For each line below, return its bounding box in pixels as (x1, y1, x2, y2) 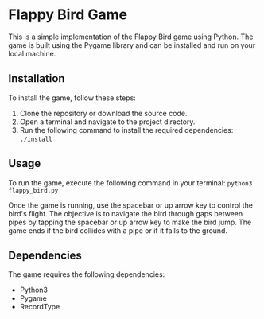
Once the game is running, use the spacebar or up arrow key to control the (8, 200, 253, 210)
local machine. (8, 49, 56, 58)
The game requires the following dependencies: (8, 270, 165, 279)
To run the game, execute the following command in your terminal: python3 (8, 177, 253, 188)
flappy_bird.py (8, 186, 59, 194)
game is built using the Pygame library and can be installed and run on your (8, 40, 256, 49)
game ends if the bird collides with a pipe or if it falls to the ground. (8, 225, 228, 235)
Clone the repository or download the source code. (19, 108, 188, 118)
